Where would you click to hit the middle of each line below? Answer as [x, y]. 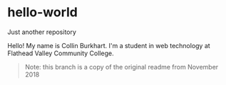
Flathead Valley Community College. [61, 53]
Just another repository [42, 32]
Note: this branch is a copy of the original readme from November [122, 67]
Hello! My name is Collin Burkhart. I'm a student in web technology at [109, 45]
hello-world [43, 12]
